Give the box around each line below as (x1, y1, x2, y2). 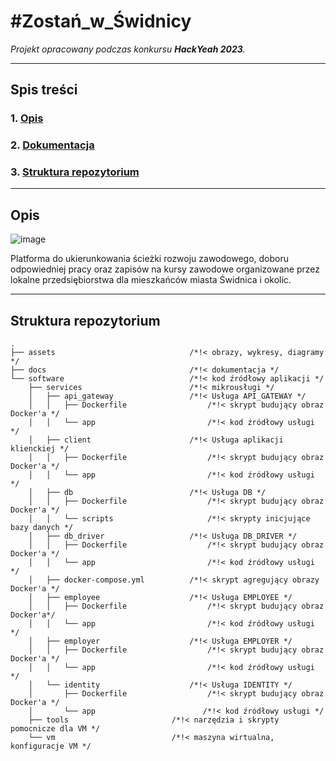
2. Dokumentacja (10, 138, 95, 152)
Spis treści (10, 81, 78, 99)
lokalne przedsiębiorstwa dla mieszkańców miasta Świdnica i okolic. (10, 274, 292, 286)
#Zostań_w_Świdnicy (10, 10, 192, 33)
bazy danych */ (10, 523, 74, 533)
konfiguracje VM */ (10, 741, 92, 752)
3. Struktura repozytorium (10, 165, 140, 179)
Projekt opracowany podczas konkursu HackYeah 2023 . (10, 43, 246, 55)
